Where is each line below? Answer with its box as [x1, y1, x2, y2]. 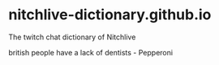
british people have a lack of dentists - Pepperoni [8, 47, 173, 57]
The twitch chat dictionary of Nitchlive [8, 32, 136, 42]
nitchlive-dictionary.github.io [8, 6, 212, 24]
